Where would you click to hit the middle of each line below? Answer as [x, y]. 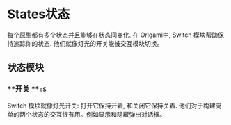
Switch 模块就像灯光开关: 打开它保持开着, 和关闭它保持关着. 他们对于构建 [111, 106]
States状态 [39, 14]
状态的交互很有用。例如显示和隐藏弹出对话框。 [98, 114]
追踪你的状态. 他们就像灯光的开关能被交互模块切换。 [88, 43]
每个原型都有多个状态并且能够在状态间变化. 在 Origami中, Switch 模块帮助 [112, 35]
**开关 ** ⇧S [27, 89]
